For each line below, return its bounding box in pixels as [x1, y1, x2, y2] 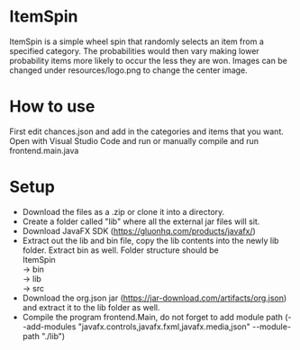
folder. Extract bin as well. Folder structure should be [22, 245, 219, 256]
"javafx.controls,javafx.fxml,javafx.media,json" [77, 321, 250, 332]
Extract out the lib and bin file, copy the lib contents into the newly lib [22, 235, 279, 246]
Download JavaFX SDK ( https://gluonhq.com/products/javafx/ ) [22, 225, 257, 236]
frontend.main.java [9, 145, 79, 156]
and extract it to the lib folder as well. [22, 301, 160, 312]
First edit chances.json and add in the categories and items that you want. [9, 126, 284, 137]
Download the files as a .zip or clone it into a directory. [22, 206, 225, 217]
